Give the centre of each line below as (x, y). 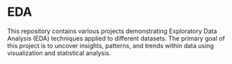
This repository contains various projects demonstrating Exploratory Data (112, 31)
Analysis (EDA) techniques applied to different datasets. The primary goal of (116, 38)
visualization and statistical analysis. (59, 53)
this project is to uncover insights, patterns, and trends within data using (110, 45)
